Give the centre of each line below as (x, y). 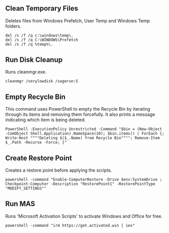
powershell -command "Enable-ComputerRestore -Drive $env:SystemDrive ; (84, 180)
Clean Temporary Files (42, 8)
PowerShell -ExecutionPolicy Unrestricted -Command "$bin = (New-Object (84, 129)
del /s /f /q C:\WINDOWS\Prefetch (42, 40)
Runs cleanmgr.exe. (26, 72)
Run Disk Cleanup (34, 60)
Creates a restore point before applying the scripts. (59, 170)
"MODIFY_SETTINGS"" (26, 189)
